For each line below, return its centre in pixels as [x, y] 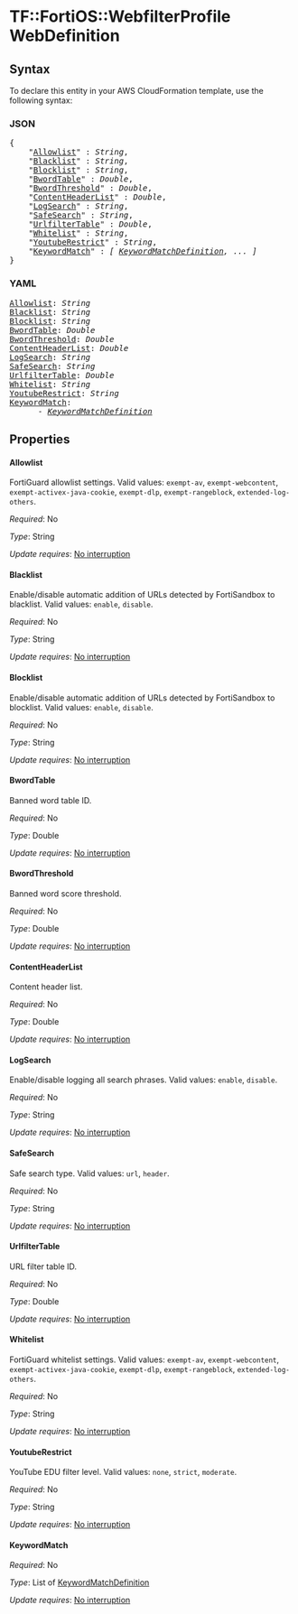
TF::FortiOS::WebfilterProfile [120, 17]
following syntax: [41, 100]
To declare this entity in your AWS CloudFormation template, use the [136, 91]
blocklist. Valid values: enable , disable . [81, 707]
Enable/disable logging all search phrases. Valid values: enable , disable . [144, 1080]
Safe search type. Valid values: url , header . [89, 1173]
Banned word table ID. [51, 800]
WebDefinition [65, 36]
